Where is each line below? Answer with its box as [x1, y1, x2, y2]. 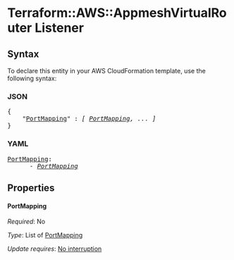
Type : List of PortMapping [7, 231, 83, 240]
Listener [35, 20, 85, 36]
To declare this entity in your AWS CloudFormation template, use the [7, 67, 206, 75]
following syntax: [7, 74, 57, 82]
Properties [7, 182, 55, 194]
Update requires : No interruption [7, 244, 102, 253]
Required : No [7, 217, 46, 226]
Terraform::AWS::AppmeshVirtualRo [7, 5, 227, 21]
